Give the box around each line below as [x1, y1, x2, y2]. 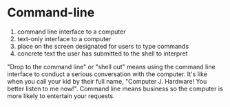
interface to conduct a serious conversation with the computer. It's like [7, 70, 208, 78]
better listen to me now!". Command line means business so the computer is [7, 84, 224, 93]
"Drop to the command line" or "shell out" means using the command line [7, 62, 216, 71]
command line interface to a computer [17, 27, 126, 36]
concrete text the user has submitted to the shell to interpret [17, 49, 188, 58]
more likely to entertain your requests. [7, 91, 115, 100]
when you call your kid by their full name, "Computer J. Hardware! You [7, 77, 207, 85]
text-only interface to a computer [17, 34, 112, 43]
